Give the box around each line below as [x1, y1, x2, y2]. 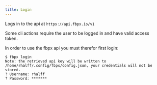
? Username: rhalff [5, 72, 45, 77]
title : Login [5, 7, 32, 12]
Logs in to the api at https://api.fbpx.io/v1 [5, 21, 95, 27]
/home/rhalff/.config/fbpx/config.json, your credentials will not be [5, 63, 153, 68]
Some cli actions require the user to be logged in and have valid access [5, 30, 150, 36]
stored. [5, 67, 21, 72]
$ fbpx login [5, 55, 32, 59]
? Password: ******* [5, 76, 48, 81]
